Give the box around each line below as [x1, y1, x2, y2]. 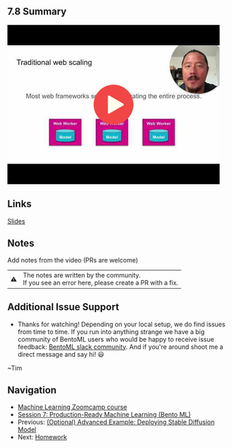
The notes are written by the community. [23, 271, 141, 280]
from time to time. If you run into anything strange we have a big [17, 327, 205, 335]
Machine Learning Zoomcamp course [17, 403, 127, 411]
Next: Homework [17, 433, 67, 442]
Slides [7, 217, 25, 225]
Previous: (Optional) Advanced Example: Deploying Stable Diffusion [17, 418, 215, 427]
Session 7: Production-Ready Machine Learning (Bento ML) [17, 410, 191, 419]
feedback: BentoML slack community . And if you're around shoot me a [17, 343, 224, 351]
